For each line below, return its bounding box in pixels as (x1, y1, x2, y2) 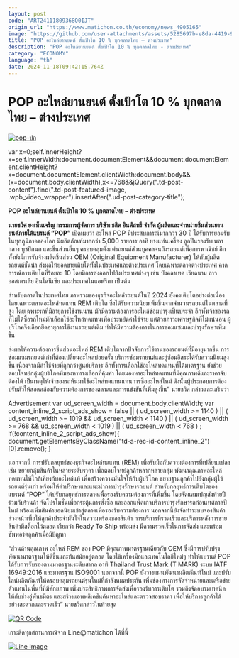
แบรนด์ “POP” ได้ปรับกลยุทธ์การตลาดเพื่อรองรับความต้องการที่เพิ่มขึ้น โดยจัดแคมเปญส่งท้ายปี (8, 490, 226, 498)
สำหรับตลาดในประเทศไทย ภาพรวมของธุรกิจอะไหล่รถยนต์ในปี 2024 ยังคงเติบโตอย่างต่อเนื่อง (8, 290, 226, 299)
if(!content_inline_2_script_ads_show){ (8, 429, 120, 437)
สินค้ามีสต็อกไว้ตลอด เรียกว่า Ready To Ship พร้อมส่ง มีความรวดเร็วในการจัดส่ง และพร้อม (8, 522, 223, 530)
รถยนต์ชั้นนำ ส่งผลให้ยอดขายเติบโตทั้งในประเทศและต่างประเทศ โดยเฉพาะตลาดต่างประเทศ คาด (8, 261, 228, 269)
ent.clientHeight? (8, 163, 58, 171)
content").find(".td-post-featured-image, (8, 185, 127, 194)
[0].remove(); (8, 444, 47, 453)
